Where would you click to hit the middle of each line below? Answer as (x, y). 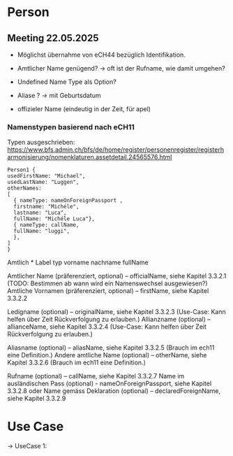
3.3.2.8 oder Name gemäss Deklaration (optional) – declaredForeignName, (114, 391)
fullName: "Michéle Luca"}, (54, 219)
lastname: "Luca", (40, 213)
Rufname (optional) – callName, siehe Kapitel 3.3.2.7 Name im (96, 376)
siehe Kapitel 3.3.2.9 (37, 399)
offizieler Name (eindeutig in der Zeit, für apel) (84, 109)
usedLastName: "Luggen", (43, 183)
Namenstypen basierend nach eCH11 (71, 127)
